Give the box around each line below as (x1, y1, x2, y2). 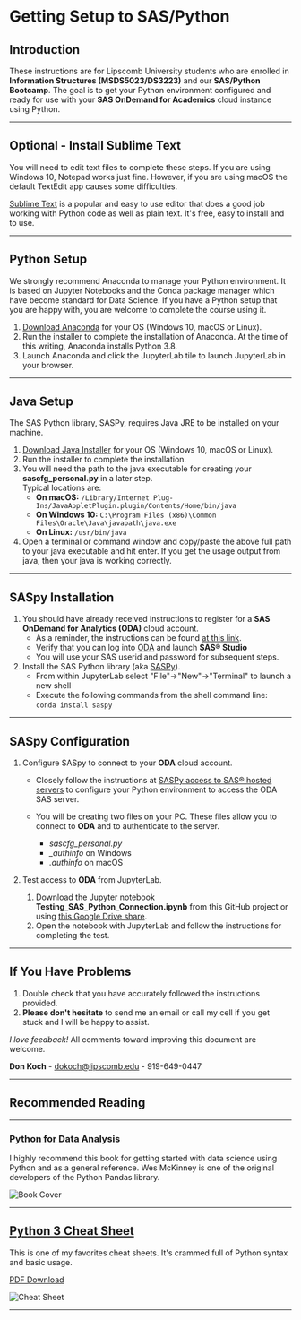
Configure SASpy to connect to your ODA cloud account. (21, 757, 233, 768)
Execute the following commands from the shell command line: (35, 690, 269, 701)
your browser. (21, 359, 74, 370)
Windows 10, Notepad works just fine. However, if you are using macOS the (9, 171, 288, 182)
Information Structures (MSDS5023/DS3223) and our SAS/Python (9, 75, 262, 86)
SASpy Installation (9, 590, 115, 605)
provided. (21, 997, 58, 1008)
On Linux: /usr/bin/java (35, 527, 127, 538)
